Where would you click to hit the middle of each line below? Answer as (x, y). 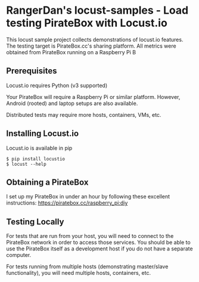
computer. (19, 255)
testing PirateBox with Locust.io (87, 23)
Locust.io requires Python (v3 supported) (57, 85)
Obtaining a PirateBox (47, 182)
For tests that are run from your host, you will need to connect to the (90, 236)
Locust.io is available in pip (39, 148)
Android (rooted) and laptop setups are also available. (72, 103)
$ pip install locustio (36, 159)
